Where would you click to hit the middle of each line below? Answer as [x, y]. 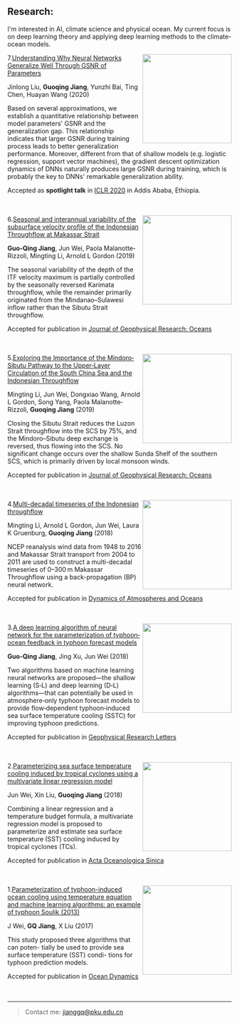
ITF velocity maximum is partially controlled [71, 277]
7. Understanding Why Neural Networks [65, 58]
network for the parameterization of [60, 634]
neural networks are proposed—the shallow [71, 677]
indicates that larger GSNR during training [69, 138]
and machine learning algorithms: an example [74, 904]
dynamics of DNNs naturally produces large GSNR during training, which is [117, 169]
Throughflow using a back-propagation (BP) [72, 577]
